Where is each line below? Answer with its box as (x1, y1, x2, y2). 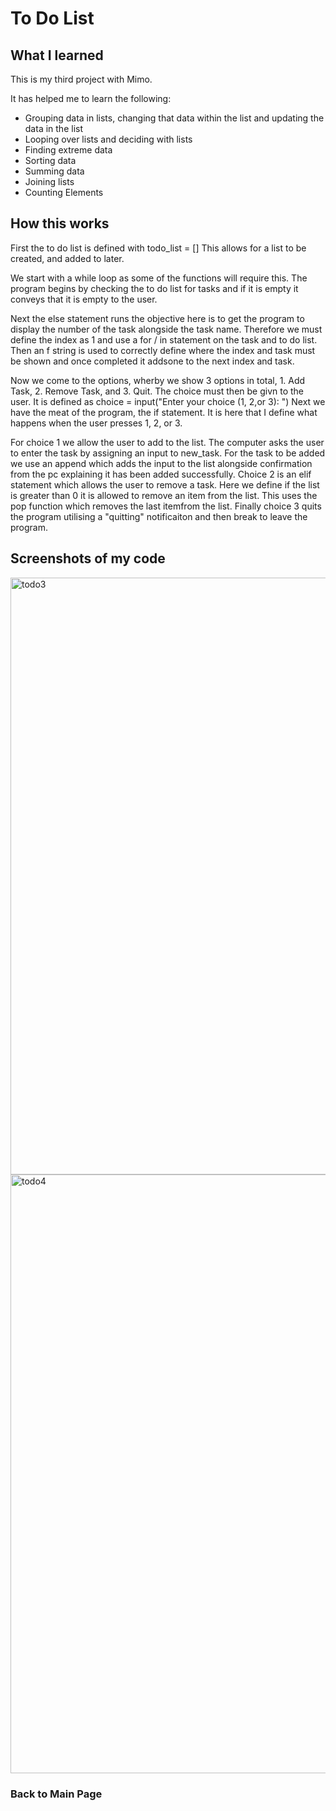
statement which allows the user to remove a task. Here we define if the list (10, 478, 320, 491)
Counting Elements (24, 187, 104, 198)
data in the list (24, 123, 83, 134)
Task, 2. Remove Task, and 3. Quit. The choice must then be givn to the (10, 385, 305, 397)
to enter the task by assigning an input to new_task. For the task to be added (10, 447, 326, 459)
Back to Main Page (10, 1787, 103, 1801)
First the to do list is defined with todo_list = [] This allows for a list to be (10, 242, 307, 254)
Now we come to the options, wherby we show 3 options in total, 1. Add (10, 374, 306, 386)
